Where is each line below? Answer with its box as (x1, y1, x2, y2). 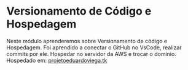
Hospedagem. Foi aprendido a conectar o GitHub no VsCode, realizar (6, 44, 182, 51)
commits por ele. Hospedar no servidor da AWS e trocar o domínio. (6, 50, 176, 57)
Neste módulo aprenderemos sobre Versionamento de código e (6, 37, 168, 44)
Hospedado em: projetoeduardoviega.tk (6, 57, 108, 64)
